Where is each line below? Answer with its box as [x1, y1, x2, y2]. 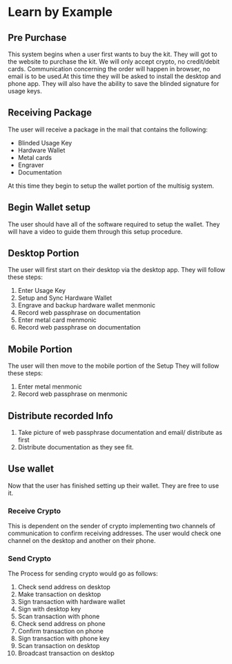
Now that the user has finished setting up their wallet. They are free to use [8, 481, 220, 490]
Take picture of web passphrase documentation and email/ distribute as [17, 429, 223, 437]
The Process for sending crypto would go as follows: [8, 569, 158, 578]
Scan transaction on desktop [17, 642, 100, 650]
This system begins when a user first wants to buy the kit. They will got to [8, 50, 217, 58]
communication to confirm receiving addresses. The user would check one [8, 529, 222, 537]
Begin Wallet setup [8, 201, 91, 213]
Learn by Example [8, 4, 113, 20]
